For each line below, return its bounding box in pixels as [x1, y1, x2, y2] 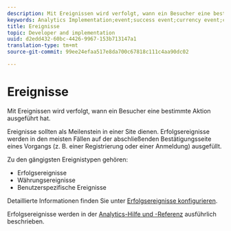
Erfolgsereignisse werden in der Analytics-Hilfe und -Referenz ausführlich [7, 210, 217, 218]
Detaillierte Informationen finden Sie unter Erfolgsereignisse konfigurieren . [7, 197, 218, 205]
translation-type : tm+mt [7, 42, 78, 49]
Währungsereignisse [16, 176, 76, 184]
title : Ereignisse [7, 23, 60, 30]
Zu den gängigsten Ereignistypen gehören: [7, 155, 129, 164]
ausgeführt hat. [7, 114, 51, 122]
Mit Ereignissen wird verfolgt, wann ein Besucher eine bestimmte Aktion [7, 107, 211, 115]
